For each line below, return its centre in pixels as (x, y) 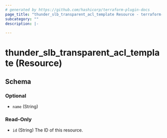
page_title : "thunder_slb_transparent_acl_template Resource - (72, 14)
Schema (18, 82)
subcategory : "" (22, 19)
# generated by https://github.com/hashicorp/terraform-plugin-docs (78, 10)
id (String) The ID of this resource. (48, 130)
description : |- (22, 24)
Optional (16, 96)
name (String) (25, 106)
